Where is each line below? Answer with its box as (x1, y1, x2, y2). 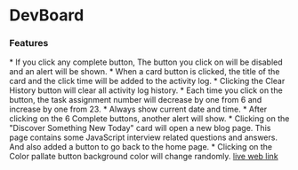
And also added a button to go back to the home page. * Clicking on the (9, 142, 273, 152)
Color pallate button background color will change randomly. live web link (9, 151, 278, 162)
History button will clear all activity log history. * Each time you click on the (9, 85, 283, 96)
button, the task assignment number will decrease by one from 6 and (9, 95, 262, 105)
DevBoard (9, 5, 85, 26)
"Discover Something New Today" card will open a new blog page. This (9, 123, 271, 134)
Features (9, 37, 49, 50)
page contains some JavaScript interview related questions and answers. (9, 132, 278, 143)
